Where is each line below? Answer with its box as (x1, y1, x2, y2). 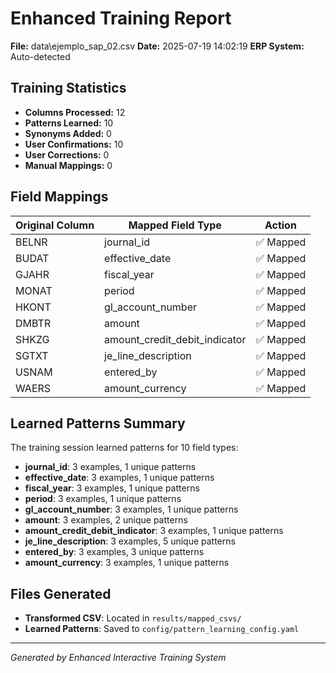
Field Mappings (10, 188, 109, 206)
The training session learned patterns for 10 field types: (10, 442, 239, 454)
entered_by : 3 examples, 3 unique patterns (24, 546, 205, 558)
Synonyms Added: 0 (24, 127, 112, 139)
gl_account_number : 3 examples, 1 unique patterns (24, 503, 239, 516)
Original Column (15, 218, 95, 232)
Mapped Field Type (128, 218, 222, 232)
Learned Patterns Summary (10, 415, 186, 432)
